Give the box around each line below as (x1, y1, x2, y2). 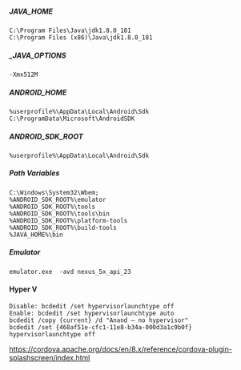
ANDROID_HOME (9, 87, 67, 97)
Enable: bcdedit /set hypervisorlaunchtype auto (9, 309, 175, 318)
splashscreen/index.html (9, 353, 90, 363)
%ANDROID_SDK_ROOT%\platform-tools (9, 216, 128, 224)
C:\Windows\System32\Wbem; (9, 188, 99, 196)
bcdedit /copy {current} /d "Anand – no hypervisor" (9, 316, 189, 324)
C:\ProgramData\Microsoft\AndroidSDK (9, 115, 135, 123)
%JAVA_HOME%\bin (9, 231, 63, 239)
